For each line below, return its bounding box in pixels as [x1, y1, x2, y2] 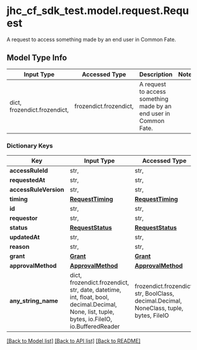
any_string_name [9, 297, 58, 305]
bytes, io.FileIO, [70, 315, 113, 323]
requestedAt [9, 176, 46, 184]
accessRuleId [9, 167, 49, 175]
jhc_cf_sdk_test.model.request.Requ [6, 4, 189, 18]
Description [139, 70, 173, 78]
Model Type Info [6, 53, 67, 63]
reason [9, 243, 30, 251]
